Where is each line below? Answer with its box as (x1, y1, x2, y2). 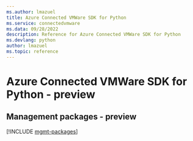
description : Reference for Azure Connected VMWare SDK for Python (6, 32, 181, 38)
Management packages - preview (6, 112, 137, 122)
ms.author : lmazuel (6, 9, 56, 15)
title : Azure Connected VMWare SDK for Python (6, 15, 127, 21)
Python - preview (6, 88, 96, 101)
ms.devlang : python (6, 37, 56, 43)
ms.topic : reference (6, 49, 59, 55)
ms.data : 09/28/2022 (6, 26, 59, 32)
